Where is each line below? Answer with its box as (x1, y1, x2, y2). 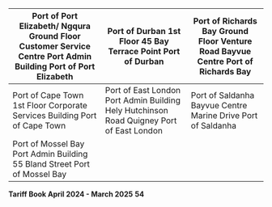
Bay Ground (202, 26, 249, 36)
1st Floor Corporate (12, 100, 87, 111)
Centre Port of (197, 56, 253, 67)
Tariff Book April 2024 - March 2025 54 (8, 189, 144, 199)
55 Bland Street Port (12, 158, 91, 169)
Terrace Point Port (108, 46, 181, 57)
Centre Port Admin (18, 51, 91, 61)
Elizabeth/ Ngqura (19, 20, 91, 32)
